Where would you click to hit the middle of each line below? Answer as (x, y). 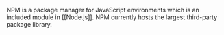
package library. (29, 24)
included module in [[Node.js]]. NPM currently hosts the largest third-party (112, 17)
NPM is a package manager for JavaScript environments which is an (103, 10)
